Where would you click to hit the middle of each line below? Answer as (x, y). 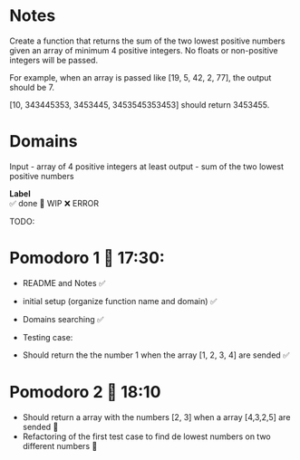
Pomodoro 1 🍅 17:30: (87, 258)
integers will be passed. (53, 60)
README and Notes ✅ (64, 283)
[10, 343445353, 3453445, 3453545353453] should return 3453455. (140, 104)
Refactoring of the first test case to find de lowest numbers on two (146, 436)
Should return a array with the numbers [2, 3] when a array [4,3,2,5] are (156, 417)
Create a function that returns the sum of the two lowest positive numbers (147, 41)
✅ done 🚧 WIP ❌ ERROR (54, 203)
